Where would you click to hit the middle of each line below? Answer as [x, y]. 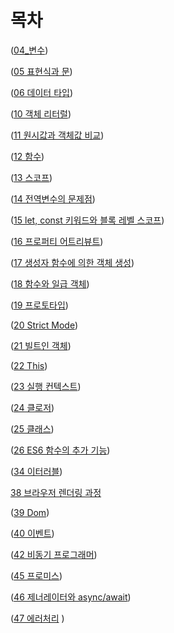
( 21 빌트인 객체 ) [41, 345]
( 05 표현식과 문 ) [41, 71]
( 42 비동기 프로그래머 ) [54, 554]
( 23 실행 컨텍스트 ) [46, 386]
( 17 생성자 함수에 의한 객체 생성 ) [72, 262]
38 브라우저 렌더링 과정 [56, 492]
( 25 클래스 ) [32, 428]
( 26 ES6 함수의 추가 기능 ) [60, 450]
